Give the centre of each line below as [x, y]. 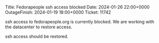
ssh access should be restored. [37, 36]
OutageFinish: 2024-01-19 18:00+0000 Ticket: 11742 [58, 12]
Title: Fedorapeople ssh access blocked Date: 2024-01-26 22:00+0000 [77, 7]
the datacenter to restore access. [39, 27]
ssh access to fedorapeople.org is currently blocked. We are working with [80, 22]
